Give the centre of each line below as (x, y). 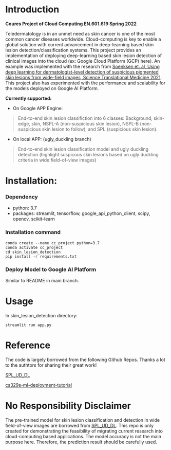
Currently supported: (28, 98)
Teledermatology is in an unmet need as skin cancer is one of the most (80, 33)
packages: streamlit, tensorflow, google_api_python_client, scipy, (81, 213)
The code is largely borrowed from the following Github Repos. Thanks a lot (85, 359)
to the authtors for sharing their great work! (51, 365)
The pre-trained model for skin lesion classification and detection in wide (83, 420)
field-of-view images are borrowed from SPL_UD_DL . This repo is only (80, 425)
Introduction (32, 10)
